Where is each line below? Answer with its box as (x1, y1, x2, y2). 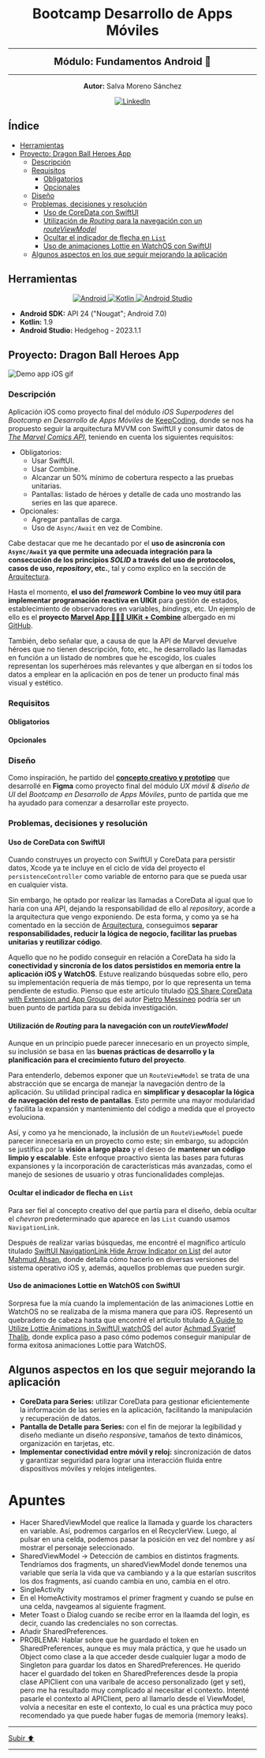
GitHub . (8, 621, 33, 630)
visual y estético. (8, 678, 63, 687)
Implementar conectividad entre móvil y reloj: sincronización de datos (19, 1447, 252, 1456)
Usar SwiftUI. (31, 456, 75, 465)
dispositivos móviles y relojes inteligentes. (19, 1463, 157, 1473)
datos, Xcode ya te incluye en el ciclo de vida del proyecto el (8, 863, 206, 873)
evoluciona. (8, 1113, 46, 1122)
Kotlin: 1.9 (19, 317, 54, 326)
